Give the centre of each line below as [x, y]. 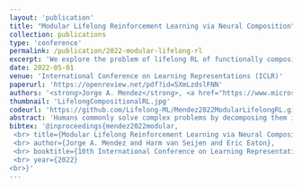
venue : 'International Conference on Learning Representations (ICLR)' [146, 76]
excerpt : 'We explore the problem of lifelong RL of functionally [136, 59]
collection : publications [58, 34]
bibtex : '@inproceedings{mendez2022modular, [94, 127]
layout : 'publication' [52, 18]
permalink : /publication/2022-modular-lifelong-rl [106, 51]
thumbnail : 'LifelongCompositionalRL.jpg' [90, 101]
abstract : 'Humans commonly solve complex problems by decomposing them [148, 118]
